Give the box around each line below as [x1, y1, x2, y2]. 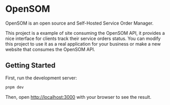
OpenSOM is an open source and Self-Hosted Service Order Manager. [5, 20, 154, 26]
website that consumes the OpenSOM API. [5, 46, 95, 52]
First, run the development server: [5, 75, 77, 81]
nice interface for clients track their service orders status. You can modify [5, 35, 161, 41]
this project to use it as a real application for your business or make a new [5, 40, 161, 47]
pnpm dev [5, 85, 24, 90]
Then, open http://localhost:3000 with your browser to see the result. [5, 94, 152, 100]
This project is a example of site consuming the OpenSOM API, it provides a [5, 30, 165, 36]
